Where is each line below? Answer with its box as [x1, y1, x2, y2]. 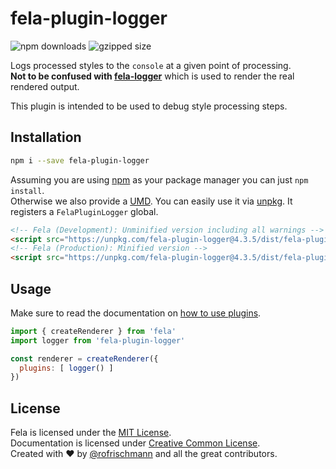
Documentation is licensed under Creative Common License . [10, 437, 261, 449]
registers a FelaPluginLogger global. [10, 205, 159, 217]
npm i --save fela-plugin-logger [10, 155, 150, 166]
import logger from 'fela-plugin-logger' [10, 335, 186, 346]
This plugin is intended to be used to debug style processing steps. [10, 100, 288, 112]
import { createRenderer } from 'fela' [10, 326, 177, 336]
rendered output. [10, 80, 80, 92]
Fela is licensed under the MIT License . [10, 427, 172, 439]
